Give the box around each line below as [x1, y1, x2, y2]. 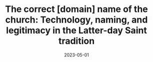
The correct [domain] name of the [4, 3, 148, 15]
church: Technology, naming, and [5, 14, 148, 25]
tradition [58, 35, 95, 47]
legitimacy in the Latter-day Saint [5, 25, 147, 36]
